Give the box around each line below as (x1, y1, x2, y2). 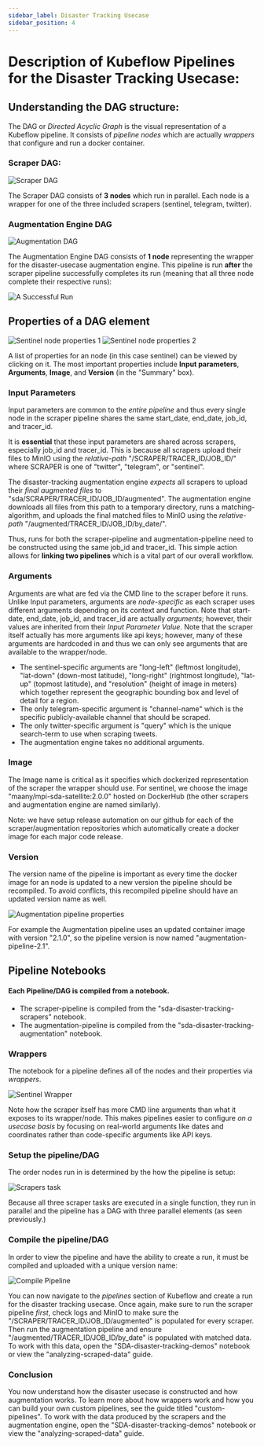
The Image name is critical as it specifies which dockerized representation (8, 775, 249, 784)
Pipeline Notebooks (8, 964, 106, 978)
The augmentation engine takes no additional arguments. (19, 737, 205, 747)
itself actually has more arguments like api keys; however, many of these (8, 630, 244, 640)
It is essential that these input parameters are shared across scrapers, (8, 437, 236, 446)
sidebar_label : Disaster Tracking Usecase (8, 11, 149, 20)
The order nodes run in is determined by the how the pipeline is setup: (8, 1168, 236, 1177)
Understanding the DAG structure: (8, 101, 179, 114)
